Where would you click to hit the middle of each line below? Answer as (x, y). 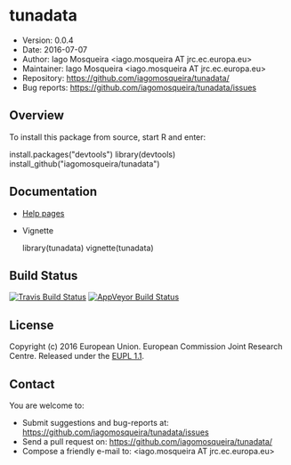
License (32, 325)
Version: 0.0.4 (48, 40)
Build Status (44, 276)
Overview (37, 115)
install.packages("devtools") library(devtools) (93, 154)
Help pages (43, 213)
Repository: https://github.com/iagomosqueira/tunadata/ (125, 77)
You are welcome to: (47, 405)
